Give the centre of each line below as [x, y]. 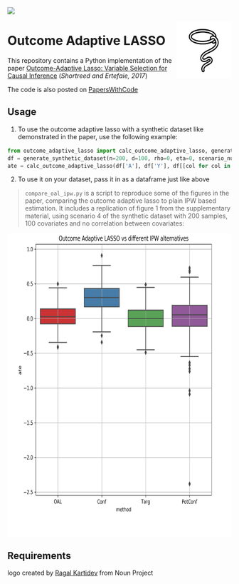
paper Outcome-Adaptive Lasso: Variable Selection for [87, 68]
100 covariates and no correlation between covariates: [105, 223]
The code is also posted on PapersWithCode [73, 89]
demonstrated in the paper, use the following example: [97, 136]
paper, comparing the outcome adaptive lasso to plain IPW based [121, 201]
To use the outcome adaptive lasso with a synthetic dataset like [111, 129]
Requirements [39, 556]
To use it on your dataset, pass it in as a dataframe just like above [113, 179]
